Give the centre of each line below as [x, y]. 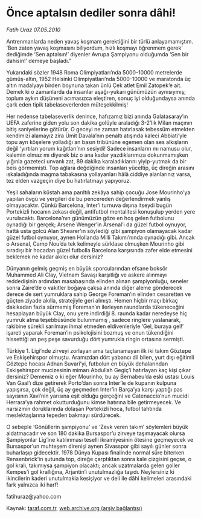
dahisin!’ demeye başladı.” [39, 61]
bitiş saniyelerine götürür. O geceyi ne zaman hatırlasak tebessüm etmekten [101, 129]
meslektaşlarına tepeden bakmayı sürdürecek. [64, 415]
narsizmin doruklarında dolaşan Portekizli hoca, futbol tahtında [84, 408]
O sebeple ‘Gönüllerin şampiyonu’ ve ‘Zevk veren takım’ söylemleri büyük [97, 427]
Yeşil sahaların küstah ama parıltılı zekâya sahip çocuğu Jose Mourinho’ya [98, 192]
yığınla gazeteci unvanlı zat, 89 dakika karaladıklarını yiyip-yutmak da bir [97, 161]
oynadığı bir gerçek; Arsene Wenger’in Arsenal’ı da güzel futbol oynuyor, [97, 225]
